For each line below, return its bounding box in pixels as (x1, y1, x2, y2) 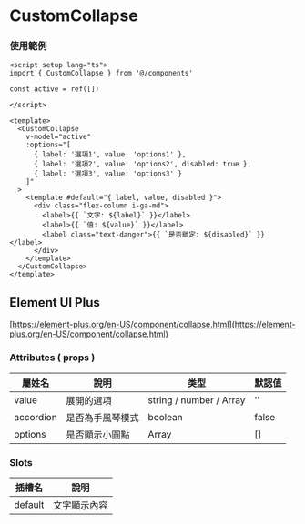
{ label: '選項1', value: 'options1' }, (33, 150, 187, 159)
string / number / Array (147, 393, 246, 406)
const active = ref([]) (9, 85, 100, 94)
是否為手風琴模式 (66, 411, 139, 424)
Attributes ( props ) (9, 351, 96, 364)
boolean (147, 410, 184, 423)
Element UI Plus (9, 295, 100, 310)
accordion (14, 410, 57, 423)
